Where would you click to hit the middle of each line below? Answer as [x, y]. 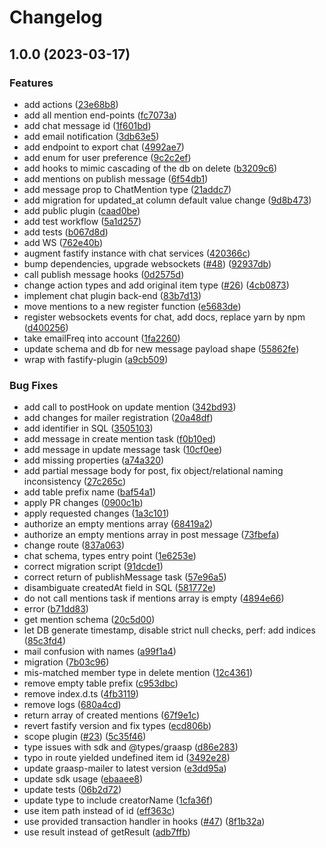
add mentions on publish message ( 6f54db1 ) [116, 178]
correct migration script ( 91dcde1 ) [93, 567]
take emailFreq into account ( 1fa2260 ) [102, 338]
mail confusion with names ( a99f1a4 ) [100, 652]
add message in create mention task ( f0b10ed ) [120, 439]
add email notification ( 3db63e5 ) [91, 136]
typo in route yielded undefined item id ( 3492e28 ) [127, 758]
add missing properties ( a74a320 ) [94, 460]
